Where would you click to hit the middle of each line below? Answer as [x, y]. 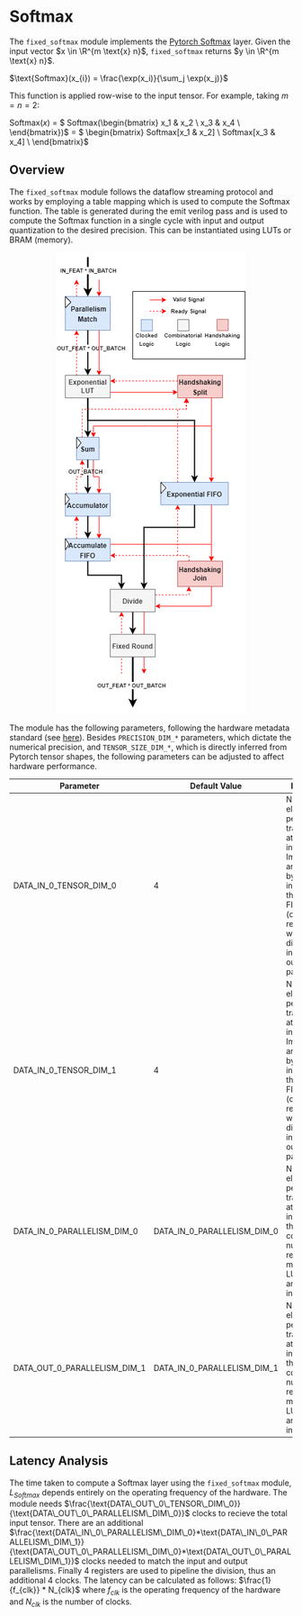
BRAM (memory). [41, 240]
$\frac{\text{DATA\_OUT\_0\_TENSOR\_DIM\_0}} [152, 1504]
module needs [36, 1504]
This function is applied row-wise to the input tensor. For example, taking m [149, 95]
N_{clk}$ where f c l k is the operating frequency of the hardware [164, 1591]
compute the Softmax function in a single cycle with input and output [137, 220]
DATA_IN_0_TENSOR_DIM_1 [65, 1070]
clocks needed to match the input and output [165, 1561]
